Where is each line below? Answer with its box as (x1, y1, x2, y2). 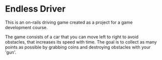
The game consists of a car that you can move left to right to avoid (5, 34, 139, 40)
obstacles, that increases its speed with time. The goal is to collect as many (5, 39, 157, 45)
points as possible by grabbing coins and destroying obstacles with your (5, 44, 151, 50)
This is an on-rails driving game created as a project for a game (5, 19, 133, 25)
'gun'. (5, 49, 17, 55)
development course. (5, 24, 48, 30)
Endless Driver (5, 3, 66, 15)
